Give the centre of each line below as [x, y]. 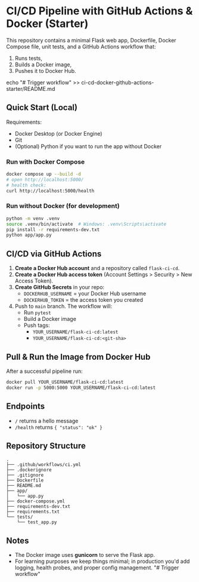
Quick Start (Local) [42, 108]
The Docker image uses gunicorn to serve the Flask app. [85, 555]
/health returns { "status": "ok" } [58, 427]
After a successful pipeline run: [45, 371]
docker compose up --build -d [44, 174]
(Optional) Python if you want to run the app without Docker [88, 146]
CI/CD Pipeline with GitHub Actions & [99, 11]
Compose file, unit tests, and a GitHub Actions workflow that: [81, 47]
